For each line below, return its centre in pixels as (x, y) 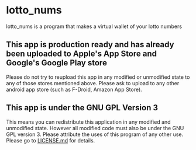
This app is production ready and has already (90, 45)
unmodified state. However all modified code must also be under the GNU (95, 128)
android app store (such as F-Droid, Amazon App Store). (74, 89)
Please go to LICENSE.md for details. (51, 140)
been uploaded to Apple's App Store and (81, 54)
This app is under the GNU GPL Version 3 (82, 108)
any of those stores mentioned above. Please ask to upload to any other (93, 83)
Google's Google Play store (56, 63)
